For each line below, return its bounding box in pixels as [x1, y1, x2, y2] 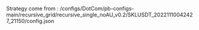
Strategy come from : [6, 5, 59, 12]
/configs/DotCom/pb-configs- [59, 5, 134, 12]
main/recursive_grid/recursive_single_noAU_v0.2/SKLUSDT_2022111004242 [6, 11, 193, 18]
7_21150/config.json [6, 18, 55, 24]
